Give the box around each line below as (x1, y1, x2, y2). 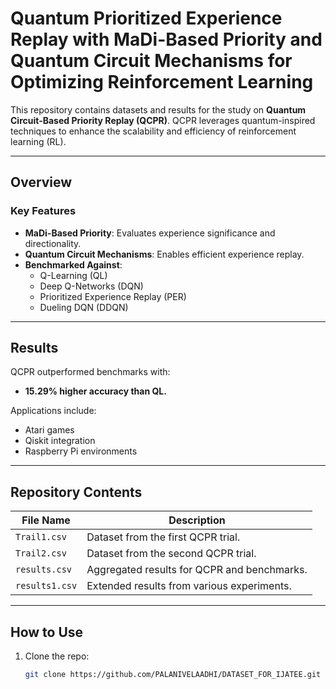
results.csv (15, 564, 73, 576)
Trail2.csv (15, 548, 67, 559)
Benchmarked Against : (24, 258, 123, 271)
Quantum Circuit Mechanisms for (10, 50, 293, 72)
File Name (21, 513, 71, 527)
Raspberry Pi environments (24, 445, 138, 457)
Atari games (24, 424, 75, 436)
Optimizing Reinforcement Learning (10, 71, 314, 94)
